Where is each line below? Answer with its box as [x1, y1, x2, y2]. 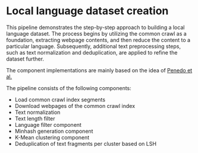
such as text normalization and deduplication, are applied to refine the [6, 49, 178, 56]
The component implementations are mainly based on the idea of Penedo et [6, 66, 193, 74]
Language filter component [14, 121, 82, 128]
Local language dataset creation [6, 4, 169, 18]
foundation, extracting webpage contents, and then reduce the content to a [6, 36, 191, 43]
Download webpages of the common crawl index [14, 102, 136, 109]
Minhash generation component [14, 128, 93, 135]
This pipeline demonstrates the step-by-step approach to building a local [6, 24, 185, 31]
